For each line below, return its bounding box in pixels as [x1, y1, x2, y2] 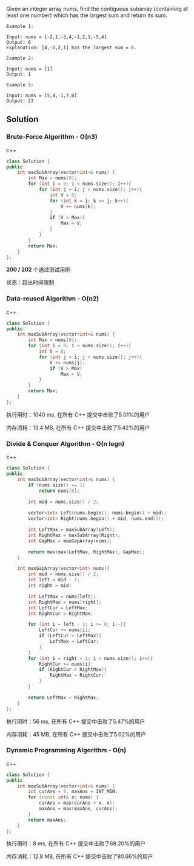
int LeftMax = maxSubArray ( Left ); [28, 527, 115, 533]
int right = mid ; [28, 583, 72, 589]
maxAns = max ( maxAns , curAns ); [38, 806, 118, 812]
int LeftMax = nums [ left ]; [28, 593, 96, 600]
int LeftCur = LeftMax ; [28, 604, 88, 611]
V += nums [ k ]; [60, 203, 96, 209]
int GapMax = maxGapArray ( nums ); [28, 538, 113, 544]
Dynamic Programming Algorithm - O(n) [6, 746, 127, 755]
